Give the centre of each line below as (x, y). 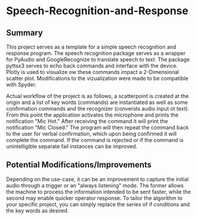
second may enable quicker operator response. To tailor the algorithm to (94, 198)
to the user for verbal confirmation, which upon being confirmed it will (91, 134)
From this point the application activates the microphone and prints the (92, 115)
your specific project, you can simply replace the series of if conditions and (98, 204)
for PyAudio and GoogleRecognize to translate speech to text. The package (98, 59)
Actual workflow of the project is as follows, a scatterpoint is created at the (98, 96)
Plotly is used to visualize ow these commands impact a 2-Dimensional (93, 72)
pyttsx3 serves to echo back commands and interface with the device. (92, 66)
